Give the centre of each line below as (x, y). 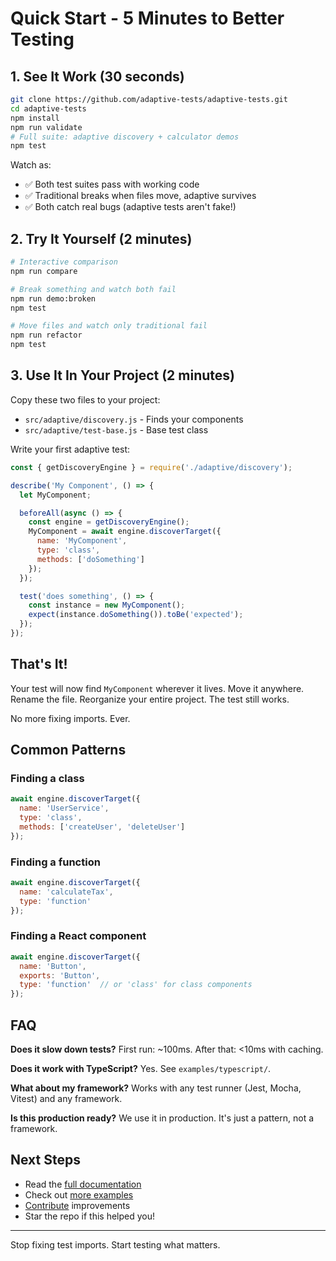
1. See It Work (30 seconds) (97, 76)
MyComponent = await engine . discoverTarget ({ (125, 532)
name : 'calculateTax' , (66, 892)
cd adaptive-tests (48, 108)
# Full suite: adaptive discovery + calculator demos (125, 137)
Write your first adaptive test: (70, 449)
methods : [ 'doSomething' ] (90, 559)
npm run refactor (46, 335)
